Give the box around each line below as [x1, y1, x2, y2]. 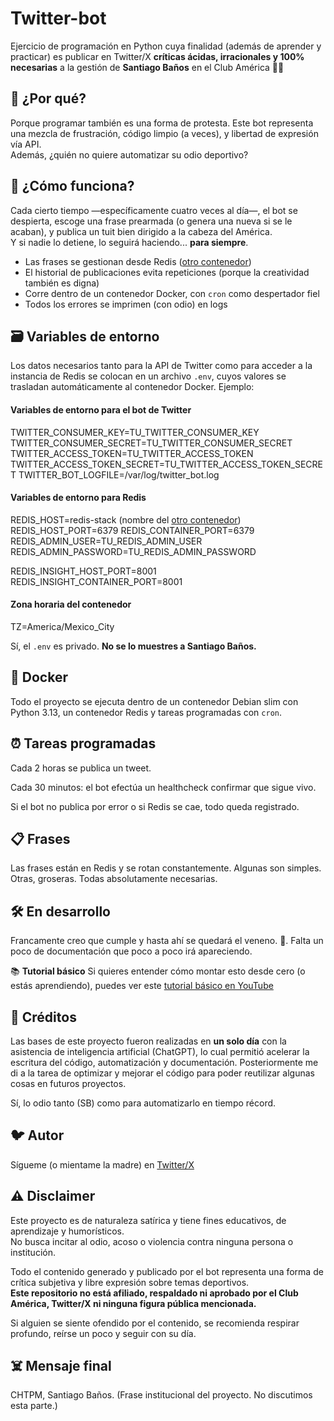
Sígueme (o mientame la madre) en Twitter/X [10, 1158, 195, 1171]
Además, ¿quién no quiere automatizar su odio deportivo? [10, 148, 249, 161]
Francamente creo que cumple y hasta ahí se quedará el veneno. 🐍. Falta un [10, 935, 324, 947]
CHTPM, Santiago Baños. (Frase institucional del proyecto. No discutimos [10, 1389, 313, 1401]
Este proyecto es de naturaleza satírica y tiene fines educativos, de [10, 1214, 287, 1226]
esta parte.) [10, 1400, 58, 1412]
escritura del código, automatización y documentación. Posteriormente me [10, 1057, 319, 1069]
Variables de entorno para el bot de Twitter [10, 403, 192, 416]
